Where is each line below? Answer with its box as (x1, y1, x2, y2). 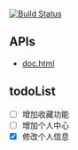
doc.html (21, 58, 55, 69)
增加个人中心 (21, 120, 69, 130)
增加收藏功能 (21, 108, 69, 120)
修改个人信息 (21, 130, 69, 142)
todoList (9, 84, 56, 99)
